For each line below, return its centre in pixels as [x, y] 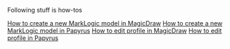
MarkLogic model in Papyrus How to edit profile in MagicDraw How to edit [115, 31]
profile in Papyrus [33, 38]
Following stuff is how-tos [45, 10]
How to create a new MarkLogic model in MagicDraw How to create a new [115, 23]
